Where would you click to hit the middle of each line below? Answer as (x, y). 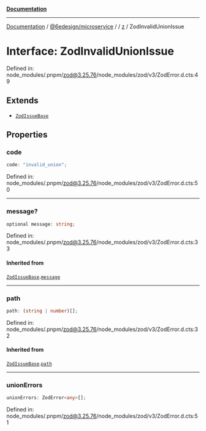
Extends (22, 101)
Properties (27, 135)
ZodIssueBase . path (29, 363)
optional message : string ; (41, 224)
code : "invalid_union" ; (37, 165)
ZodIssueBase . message (33, 276)
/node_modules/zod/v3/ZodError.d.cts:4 (147, 75)
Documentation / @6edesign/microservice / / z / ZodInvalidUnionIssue (95, 26)
